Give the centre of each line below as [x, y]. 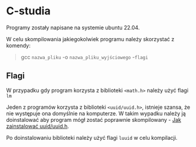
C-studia [28, 11]
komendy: [18, 45]
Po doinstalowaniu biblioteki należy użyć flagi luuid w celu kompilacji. [92, 137]
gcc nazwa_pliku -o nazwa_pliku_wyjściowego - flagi [84, 57]
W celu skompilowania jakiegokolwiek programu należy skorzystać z [90, 39]
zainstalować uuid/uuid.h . [38, 126]
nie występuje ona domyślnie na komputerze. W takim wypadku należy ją [96, 113]
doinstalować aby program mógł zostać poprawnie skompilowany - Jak [94, 120]
